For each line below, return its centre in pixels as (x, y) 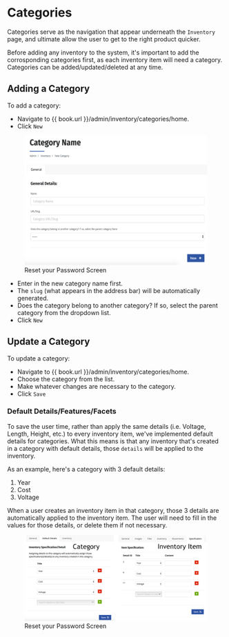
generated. (33, 298)
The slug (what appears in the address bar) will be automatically (109, 290)
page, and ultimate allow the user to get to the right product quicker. (104, 39)
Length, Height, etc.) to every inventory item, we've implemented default (110, 434)
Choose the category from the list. (66, 379)
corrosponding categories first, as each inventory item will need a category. (115, 59)
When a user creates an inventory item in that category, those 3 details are (113, 510)
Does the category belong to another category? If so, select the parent (118, 305)
